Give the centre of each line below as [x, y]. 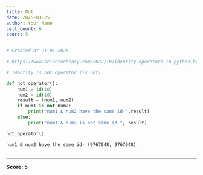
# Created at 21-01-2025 [37, 51]
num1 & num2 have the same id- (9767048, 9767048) [71, 145]
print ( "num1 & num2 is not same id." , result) [88, 122]
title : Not [20, 12]
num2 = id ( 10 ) [35, 95]
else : [24, 117]
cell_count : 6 [24, 29]
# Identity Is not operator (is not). [55, 72]
